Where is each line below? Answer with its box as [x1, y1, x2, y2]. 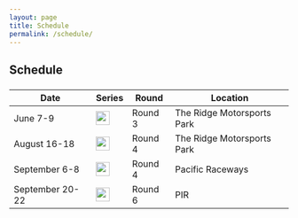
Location [210, 91, 249, 104]
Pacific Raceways [175, 163, 249, 175]
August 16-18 [13, 137, 75, 150]
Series [96, 91, 124, 104]
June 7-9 [13, 112, 55, 124]
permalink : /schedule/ [9, 29, 93, 38]
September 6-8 [13, 163, 80, 175]
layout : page [9, 12, 58, 22]
